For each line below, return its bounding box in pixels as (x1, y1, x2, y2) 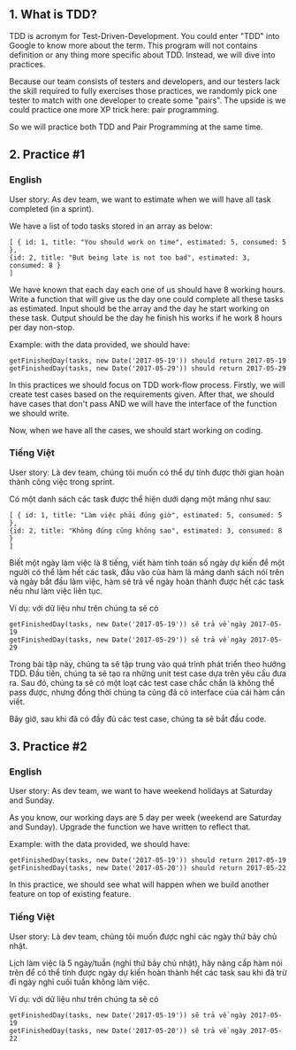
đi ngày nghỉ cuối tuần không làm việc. (9, 976, 150, 987)
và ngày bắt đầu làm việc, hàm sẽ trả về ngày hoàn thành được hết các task (9, 576, 285, 587)
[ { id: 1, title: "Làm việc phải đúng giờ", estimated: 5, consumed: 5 (9, 510, 283, 519)
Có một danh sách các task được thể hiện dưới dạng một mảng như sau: (9, 494, 272, 504)
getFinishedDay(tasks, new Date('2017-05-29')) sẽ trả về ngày (9, 635, 247, 644)
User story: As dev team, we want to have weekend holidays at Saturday (9, 786, 273, 797)
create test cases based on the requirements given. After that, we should (9, 389, 275, 400)
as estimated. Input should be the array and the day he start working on (9, 303, 269, 314)
